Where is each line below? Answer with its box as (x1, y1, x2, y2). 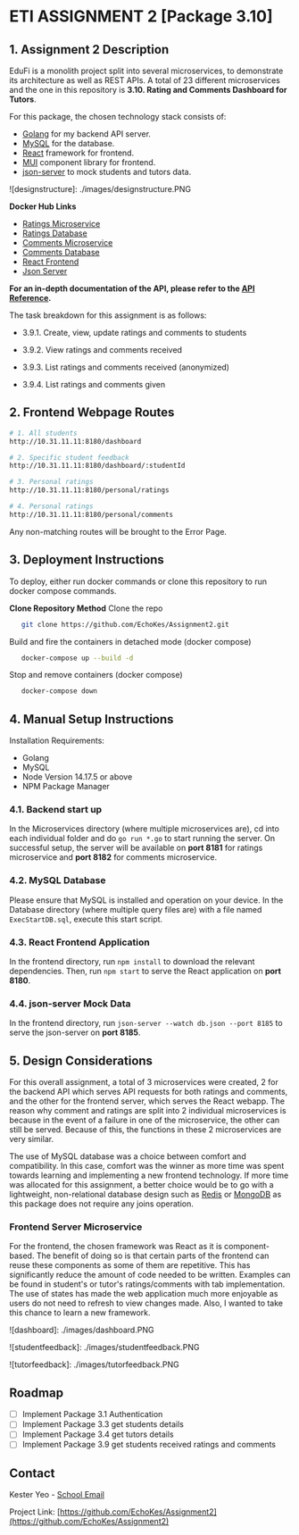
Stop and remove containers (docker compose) (9, 670, 183, 680)
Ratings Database (21, 228, 87, 238)
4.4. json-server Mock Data (9, 997, 131, 1010)
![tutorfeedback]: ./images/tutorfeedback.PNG (9, 1359, 180, 1370)
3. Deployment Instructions (9, 552, 165, 568)
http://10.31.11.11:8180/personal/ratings (9, 486, 170, 495)
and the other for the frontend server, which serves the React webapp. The (9, 1096, 286, 1106)
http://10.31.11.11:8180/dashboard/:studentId (9, 462, 186, 471)
